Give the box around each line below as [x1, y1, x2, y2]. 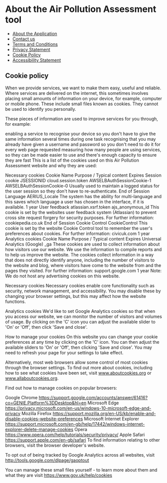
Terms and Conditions [12, 41, 58, 47]
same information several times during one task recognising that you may [5, 136, 156, 142]
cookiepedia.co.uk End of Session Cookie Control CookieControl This [5, 220, 148, 226]
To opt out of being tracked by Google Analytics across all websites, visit [5, 452, 155, 458]
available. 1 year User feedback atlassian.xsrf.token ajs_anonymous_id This [5, 204, 160, 210]
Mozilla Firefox [21, 410, 52, 416]
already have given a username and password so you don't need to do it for [5, 141, 161, 147]
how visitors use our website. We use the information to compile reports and [5, 246, 162, 252]
